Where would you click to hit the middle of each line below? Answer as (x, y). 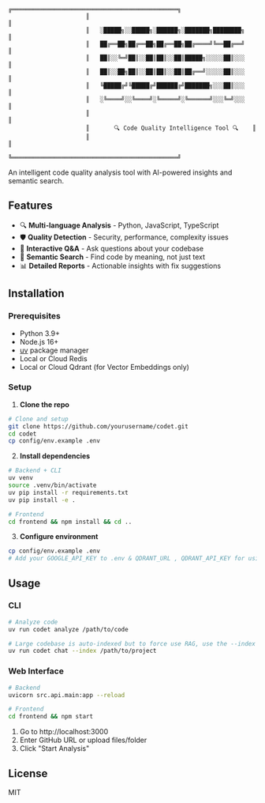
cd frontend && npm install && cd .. (70, 522)
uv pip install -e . (42, 500)
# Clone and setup (38, 419)
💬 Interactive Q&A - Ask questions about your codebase (111, 248)
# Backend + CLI (35, 471)
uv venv (21, 478)
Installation (36, 294)
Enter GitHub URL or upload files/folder (83, 740)
